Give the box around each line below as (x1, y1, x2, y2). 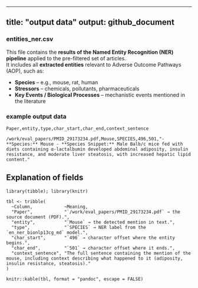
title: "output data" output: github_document (6, 17, 175, 27)
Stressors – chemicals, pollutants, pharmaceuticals (14, 85, 140, 92)
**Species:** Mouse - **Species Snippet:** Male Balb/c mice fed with (6, 141, 183, 147)
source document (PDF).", (6, 214, 70, 220)
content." (6, 156, 31, 162)
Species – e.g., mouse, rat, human (14, 78, 98, 86)
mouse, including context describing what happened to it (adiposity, (6, 255, 183, 261)
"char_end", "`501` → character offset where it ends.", (11, 245, 176, 251)
